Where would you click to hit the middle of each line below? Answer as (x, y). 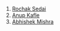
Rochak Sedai (29, 9)
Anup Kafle (26, 15)
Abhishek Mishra (33, 22)
